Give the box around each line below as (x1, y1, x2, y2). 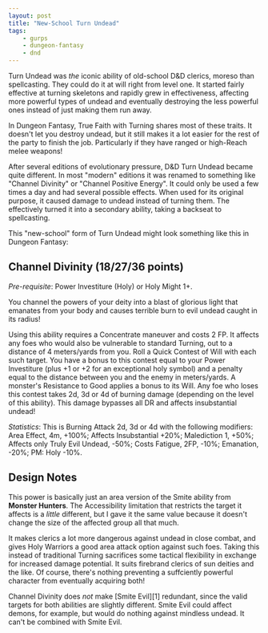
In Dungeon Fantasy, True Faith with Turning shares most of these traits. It (8, 121, 252, 130)
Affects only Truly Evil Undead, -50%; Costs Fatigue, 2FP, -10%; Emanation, (8, 439, 259, 448)
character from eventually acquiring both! (8, 575, 146, 586)
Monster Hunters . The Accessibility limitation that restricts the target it (8, 501, 242, 510)
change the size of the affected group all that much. (8, 517, 179, 527)
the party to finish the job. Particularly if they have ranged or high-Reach (8, 138, 248, 147)
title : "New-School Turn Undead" (8, 19, 120, 27)
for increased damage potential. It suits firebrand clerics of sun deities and (8, 558, 254, 568)
